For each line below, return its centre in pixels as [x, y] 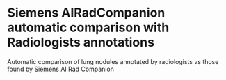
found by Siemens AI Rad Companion [61, 69]
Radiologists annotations [81, 42]
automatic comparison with [88, 27]
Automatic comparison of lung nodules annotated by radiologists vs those [113, 61]
